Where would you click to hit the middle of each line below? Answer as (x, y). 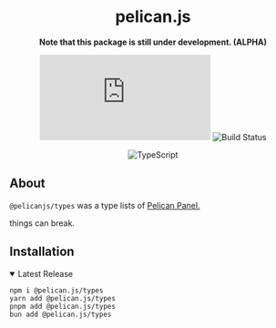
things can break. (42, 223)
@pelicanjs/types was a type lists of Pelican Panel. (105, 205)
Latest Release (46, 273)
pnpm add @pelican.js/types (63, 306)
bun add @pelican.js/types (61, 314)
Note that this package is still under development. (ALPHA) (153, 42)
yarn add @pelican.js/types (63, 298)
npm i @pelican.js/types (56, 290)
